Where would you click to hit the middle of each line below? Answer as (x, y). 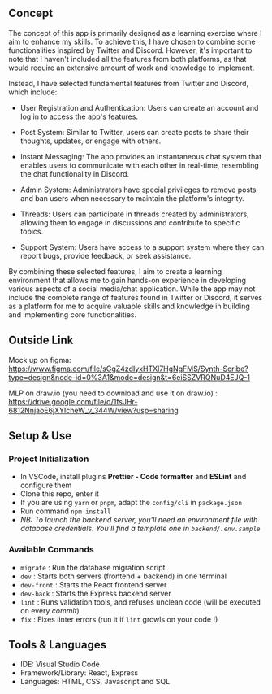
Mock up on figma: (40, 360)
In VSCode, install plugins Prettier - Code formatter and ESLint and (133, 477)
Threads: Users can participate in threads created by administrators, (134, 214)
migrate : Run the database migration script (93, 567)
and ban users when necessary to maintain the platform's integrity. (132, 198)
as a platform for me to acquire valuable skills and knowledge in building (129, 306)
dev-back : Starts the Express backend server (96, 593)
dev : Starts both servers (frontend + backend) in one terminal (123, 576)
